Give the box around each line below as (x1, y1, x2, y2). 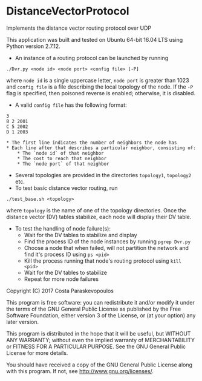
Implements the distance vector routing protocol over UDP (6, 24, 152, 32)
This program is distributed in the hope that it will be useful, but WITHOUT (6, 329, 191, 337)
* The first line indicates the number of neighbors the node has (6, 140, 177, 146)
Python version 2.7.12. (6, 42, 60, 50)
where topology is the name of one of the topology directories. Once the (6, 206, 186, 214)
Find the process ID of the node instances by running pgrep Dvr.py (24, 238, 191, 245)
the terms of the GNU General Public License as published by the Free (6, 305, 181, 312)
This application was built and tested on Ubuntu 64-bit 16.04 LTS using (6, 36, 183, 43)
